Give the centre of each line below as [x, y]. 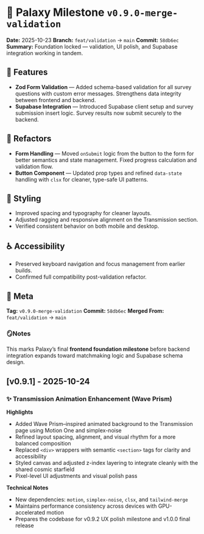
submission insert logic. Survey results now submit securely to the [98, 113]
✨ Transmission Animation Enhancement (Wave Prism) [89, 398]
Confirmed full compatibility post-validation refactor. [81, 277]
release [25, 525]
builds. [23, 271]
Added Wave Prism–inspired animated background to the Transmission [104, 423]
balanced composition [43, 443]
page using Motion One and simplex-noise [68, 430]
